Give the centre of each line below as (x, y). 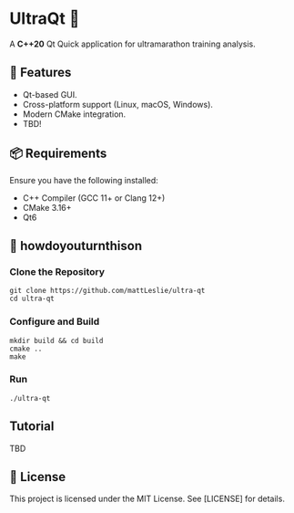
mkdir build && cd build (56, 340)
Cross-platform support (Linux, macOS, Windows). (118, 104)
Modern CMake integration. (74, 114)
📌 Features (41, 73)
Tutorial (32, 427)
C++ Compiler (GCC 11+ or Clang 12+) (94, 198)
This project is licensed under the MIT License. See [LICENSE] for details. (147, 499)
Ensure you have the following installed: (84, 180)
